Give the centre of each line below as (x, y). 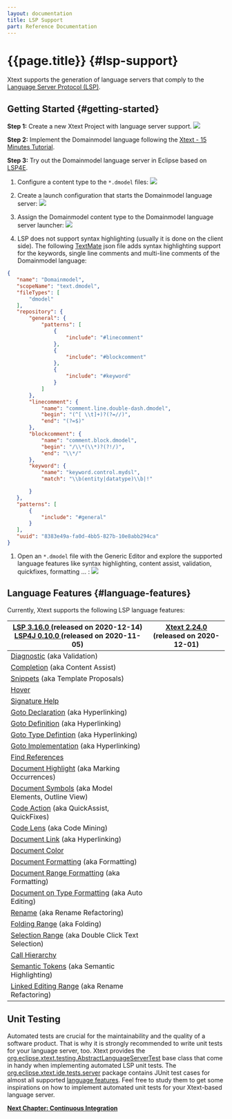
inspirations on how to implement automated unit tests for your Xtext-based (115, 1087)
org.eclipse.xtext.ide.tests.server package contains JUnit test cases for (109, 1073)
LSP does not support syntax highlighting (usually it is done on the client (120, 238)
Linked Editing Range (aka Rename (67, 986)
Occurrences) (33, 777)
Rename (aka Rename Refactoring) (67, 912)
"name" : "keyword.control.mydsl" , (90, 473)
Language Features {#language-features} (99, 593)
